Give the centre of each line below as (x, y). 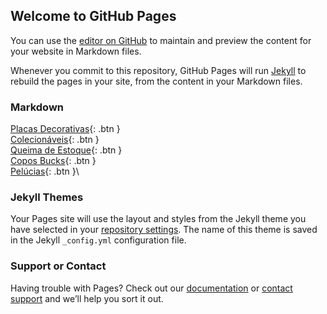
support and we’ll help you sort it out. (87, 298)
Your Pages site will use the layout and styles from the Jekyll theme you (158, 219)
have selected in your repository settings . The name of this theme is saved (164, 230)
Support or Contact (58, 266)
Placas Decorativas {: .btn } (65, 129)
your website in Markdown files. (76, 51)
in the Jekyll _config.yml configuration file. (98, 240)
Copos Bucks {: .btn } (53, 161)
